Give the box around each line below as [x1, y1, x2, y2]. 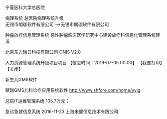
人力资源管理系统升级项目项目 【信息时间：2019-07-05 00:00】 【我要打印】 [5, 60, 162, 65]
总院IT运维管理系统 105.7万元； [5, 98, 70, 104]
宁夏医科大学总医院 [5, 5, 45, 10]
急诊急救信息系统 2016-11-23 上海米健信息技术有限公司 [5, 108, 119, 114]
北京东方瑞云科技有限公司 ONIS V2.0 [5, 49, 81, 55]
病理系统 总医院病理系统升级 [5, 15, 64, 21]
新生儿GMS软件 [5, 77, 38, 82]
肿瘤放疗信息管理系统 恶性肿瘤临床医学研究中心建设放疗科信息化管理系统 [5, 32, 156, 38]
